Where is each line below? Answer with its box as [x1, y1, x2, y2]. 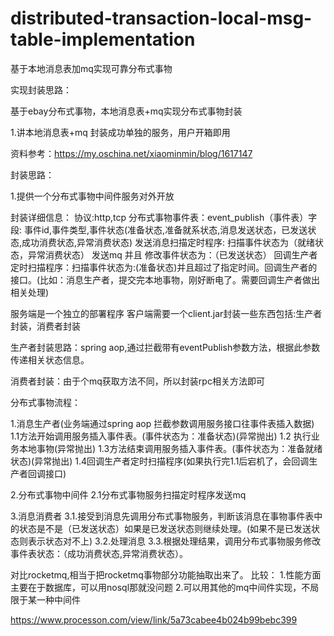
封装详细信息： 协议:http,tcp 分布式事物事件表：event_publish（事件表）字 [10, 211, 318, 223]
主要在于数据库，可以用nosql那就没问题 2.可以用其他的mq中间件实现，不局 [10, 581, 320, 593]
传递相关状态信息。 [10, 353, 90, 366]
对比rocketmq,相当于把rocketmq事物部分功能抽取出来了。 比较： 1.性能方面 [10, 568, 322, 581]
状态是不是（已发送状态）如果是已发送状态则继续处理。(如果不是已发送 [18, 522, 312, 534]
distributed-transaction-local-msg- [10, 7, 313, 30]
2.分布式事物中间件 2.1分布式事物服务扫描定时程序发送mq [10, 488, 247, 501]
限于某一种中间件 [10, 593, 81, 606]
